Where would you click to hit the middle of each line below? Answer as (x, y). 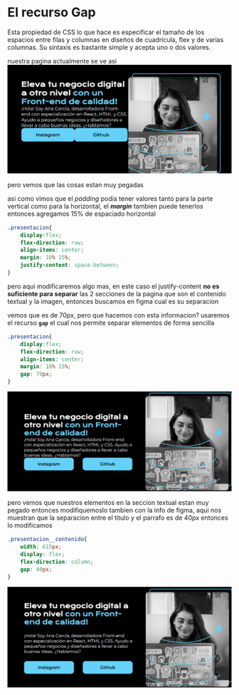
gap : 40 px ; (36, 569)
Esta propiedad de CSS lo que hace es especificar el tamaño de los (106, 32)
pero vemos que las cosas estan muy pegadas (75, 184)
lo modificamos (30, 526)
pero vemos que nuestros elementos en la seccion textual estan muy (108, 503)
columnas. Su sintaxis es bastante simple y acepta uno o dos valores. (109, 47)
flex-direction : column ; (57, 562)
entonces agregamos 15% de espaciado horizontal (82, 214)
